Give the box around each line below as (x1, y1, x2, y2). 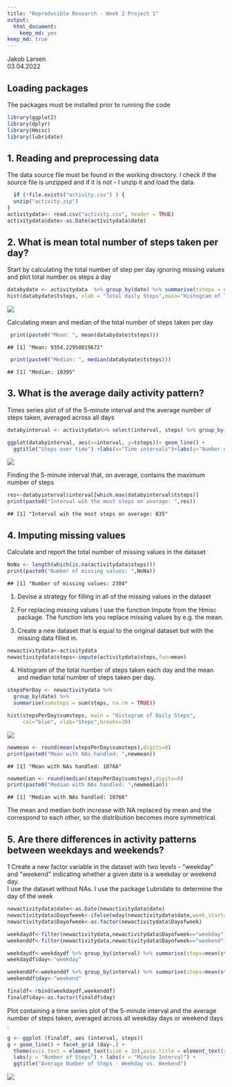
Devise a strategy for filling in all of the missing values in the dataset (17, 592, 212, 601)
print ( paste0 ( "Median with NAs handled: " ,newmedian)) (7, 781, 168, 789)
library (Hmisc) (7, 127, 51, 134)
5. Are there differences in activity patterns (7, 833, 197, 845)
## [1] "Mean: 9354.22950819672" (7, 344, 104, 351)
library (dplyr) (7, 120, 51, 127)
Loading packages (7, 82, 88, 94)
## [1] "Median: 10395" (7, 368, 76, 376)
